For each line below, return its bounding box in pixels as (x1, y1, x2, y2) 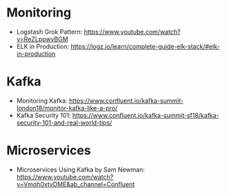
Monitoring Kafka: (16, 96, 68, 105)
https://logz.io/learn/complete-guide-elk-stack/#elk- (70, 42, 220, 50)
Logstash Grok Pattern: (16, 28, 83, 36)
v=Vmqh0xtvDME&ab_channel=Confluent (16, 180, 135, 188)
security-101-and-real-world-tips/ (16, 119, 112, 127)
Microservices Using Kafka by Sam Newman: (16, 165, 146, 174)
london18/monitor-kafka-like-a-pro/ (16, 103, 118, 112)
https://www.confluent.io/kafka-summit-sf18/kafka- (72, 111, 219, 119)
